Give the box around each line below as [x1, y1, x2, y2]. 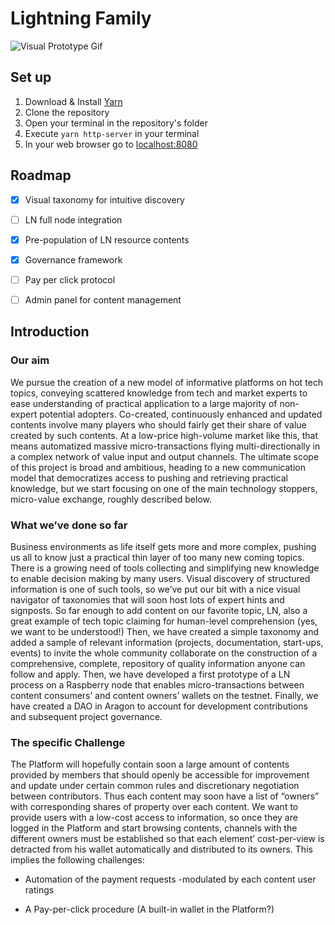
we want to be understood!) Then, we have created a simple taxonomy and [10, 625, 320, 637]
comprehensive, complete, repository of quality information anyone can [10, 657, 306, 669]
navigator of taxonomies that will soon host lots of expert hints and [10, 593, 285, 606]
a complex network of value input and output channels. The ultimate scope [10, 450, 320, 462]
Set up [10, 69, 52, 86]
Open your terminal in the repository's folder [24, 117, 208, 129]
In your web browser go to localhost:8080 [24, 138, 198, 150]
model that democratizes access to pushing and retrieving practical [10, 472, 288, 484]
